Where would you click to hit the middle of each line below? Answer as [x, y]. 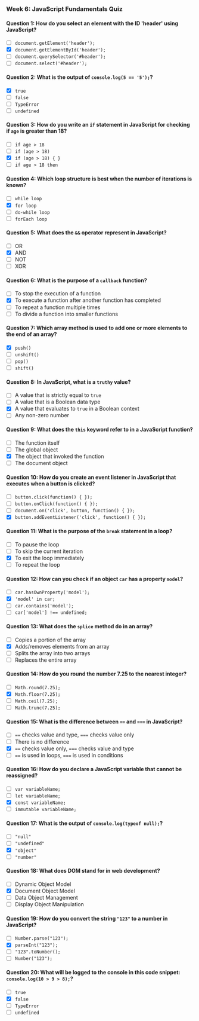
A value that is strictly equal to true [58, 395]
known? [16, 185]
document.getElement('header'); [55, 44]
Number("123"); [34, 959]
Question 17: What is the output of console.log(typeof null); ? [85, 823]
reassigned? [22, 775]
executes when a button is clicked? [51, 484]
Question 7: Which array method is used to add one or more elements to [97, 328]
